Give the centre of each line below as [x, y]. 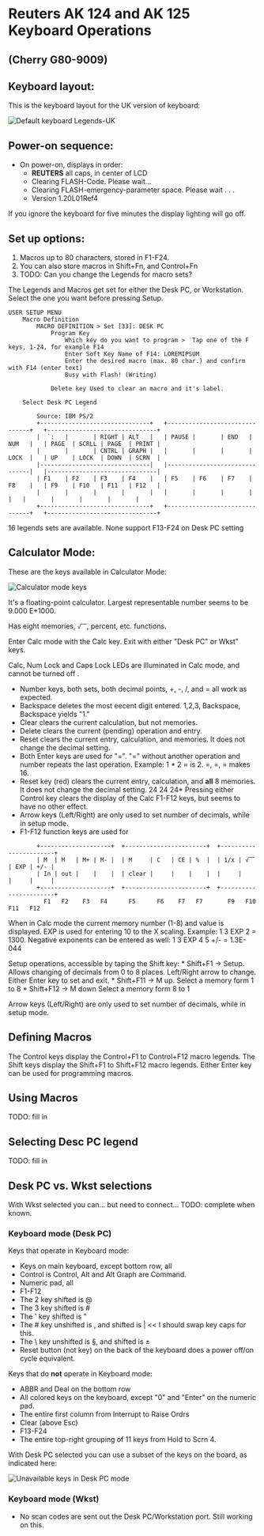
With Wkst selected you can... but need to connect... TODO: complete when [132, 1205]
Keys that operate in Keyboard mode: [69, 1251]
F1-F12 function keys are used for [74, 832]
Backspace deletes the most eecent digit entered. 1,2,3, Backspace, [130, 705]
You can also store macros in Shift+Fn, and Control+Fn [109, 266]
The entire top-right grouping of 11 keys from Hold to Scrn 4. [118, 1440]
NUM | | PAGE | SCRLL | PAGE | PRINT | [84, 444]
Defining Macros [50, 1038]
